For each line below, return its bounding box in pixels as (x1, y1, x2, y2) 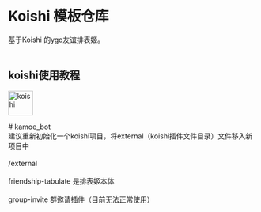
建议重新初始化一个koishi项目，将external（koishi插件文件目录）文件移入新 (8, 131, 253, 141)
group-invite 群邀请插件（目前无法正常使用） (8, 195, 154, 204)
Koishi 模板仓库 (8, 7, 109, 25)
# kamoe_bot (8, 122, 51, 131)
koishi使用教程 (8, 69, 81, 82)
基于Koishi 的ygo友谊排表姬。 (8, 35, 105, 44)
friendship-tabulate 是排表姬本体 (8, 176, 115, 186)
